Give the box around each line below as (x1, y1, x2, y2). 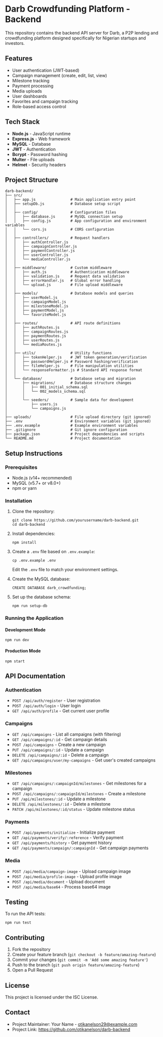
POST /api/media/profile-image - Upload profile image (12, 873, 122, 879)
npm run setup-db (12, 603, 48, 609)
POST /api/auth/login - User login (12, 703, 81, 709)
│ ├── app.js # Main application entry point (5, 197, 136, 202)
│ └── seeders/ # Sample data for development (5, 398, 134, 403)
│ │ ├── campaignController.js (5, 244, 77, 249)
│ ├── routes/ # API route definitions (5, 321, 121, 326)
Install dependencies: (12, 531, 55, 537)
